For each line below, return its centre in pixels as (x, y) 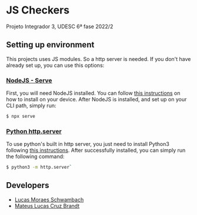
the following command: (35, 156)
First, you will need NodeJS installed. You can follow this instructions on (93, 93)
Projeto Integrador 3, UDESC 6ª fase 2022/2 (60, 26)
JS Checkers (38, 10)
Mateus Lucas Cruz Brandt (47, 206)
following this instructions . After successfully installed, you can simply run (96, 151)
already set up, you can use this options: (55, 65)
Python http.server (34, 131)
